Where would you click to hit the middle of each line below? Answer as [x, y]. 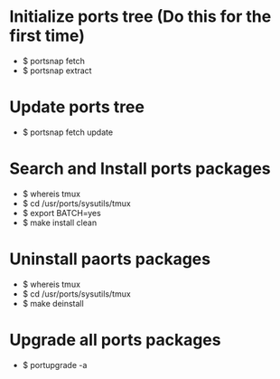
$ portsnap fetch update [68, 132]
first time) [47, 36]
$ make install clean [60, 223]
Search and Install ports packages [140, 169]
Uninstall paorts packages [110, 259]
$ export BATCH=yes [61, 213]
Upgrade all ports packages [115, 340]
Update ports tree [77, 107]
